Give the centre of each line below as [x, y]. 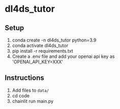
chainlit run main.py [33, 101]
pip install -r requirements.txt [42, 51]
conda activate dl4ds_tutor [40, 46]
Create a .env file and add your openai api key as [63, 56]
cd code [21, 96]
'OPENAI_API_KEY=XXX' [37, 62]
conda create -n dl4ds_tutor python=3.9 [54, 40]
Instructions [24, 78]
